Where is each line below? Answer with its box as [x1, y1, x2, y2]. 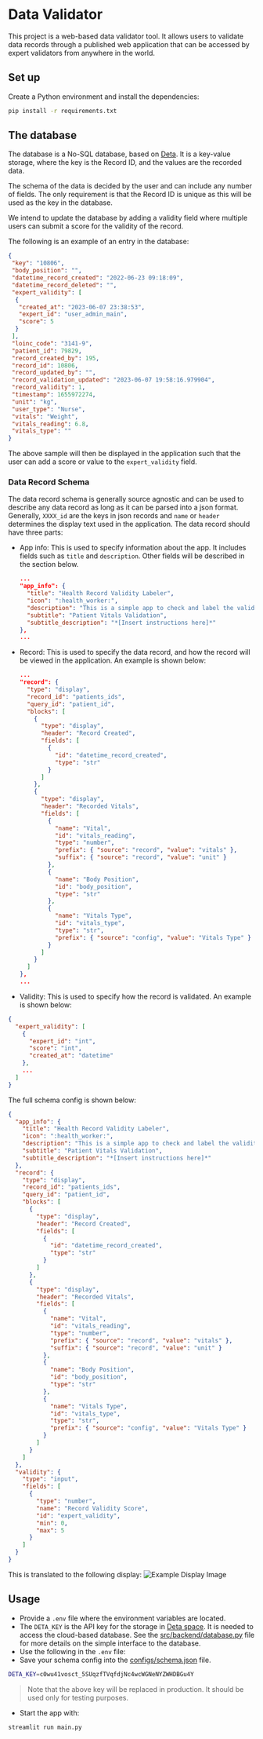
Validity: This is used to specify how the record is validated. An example [19, 992, 252, 1001]
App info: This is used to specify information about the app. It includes [19, 543, 247, 553]
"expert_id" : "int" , [28, 1037, 96, 1045]
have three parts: [8, 528, 63, 537]
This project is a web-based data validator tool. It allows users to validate [8, 31, 244, 41]
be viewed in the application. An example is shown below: [19, 656, 206, 665]
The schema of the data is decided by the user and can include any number [8, 181, 253, 191]
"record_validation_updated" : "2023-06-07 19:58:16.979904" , [11, 376, 215, 384]
